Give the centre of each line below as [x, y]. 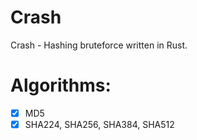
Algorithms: [61, 85]
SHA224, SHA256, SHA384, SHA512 [99, 124]
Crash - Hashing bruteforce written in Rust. [99, 45]
